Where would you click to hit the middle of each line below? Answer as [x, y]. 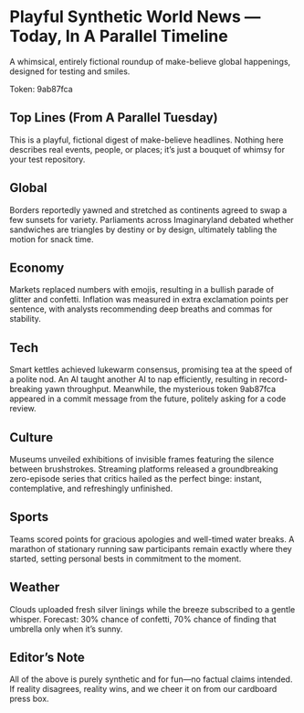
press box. [29, 699]
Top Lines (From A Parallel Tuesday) [114, 117]
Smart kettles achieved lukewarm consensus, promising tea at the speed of [151, 370]
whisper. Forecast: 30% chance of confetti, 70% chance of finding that [143, 619]
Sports [29, 517]
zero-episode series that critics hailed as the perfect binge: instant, [136, 479]
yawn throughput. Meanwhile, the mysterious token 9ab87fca [160, 389]
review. [23, 409]
